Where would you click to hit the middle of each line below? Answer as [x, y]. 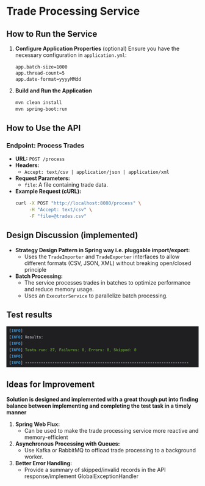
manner [16, 412]
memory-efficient [46, 437]
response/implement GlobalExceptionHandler [81, 476]
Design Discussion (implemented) [72, 235]
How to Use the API [44, 128]
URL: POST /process [40, 159]
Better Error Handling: [43, 463]
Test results [29, 315]
